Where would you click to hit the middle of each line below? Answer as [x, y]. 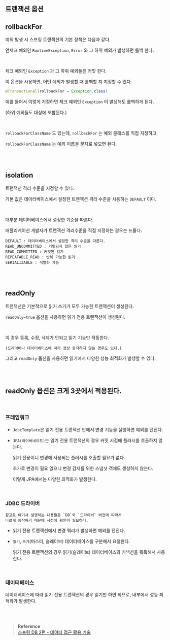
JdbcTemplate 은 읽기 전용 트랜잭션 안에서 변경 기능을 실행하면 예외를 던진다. [88, 429]
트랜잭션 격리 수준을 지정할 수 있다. [40, 188]
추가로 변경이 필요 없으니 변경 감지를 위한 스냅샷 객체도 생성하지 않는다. [83, 468]
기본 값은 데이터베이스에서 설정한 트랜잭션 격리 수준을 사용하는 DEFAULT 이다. [81, 199]
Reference [29, 626]
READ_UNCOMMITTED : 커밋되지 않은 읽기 [43, 246]
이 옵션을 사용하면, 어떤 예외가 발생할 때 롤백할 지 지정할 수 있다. [69, 82]
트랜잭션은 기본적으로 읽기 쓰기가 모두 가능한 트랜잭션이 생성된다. [70, 306]
